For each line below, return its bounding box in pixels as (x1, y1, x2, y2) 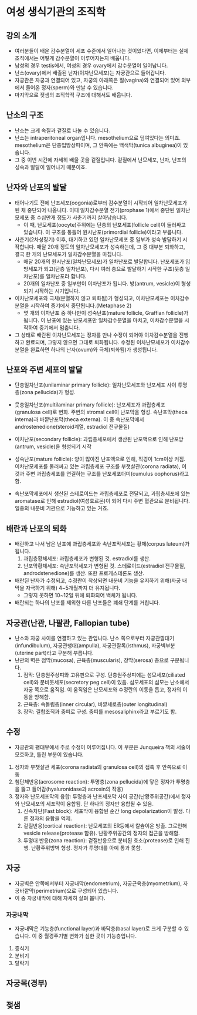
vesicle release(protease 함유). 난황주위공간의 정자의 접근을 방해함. (23, 829, 180, 836)
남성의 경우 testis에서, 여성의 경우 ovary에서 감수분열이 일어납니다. (14, 62, 168, 69)
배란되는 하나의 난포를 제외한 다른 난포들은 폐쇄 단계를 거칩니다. (14, 599, 160, 606)
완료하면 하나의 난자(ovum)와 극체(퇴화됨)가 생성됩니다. (30, 346, 158, 353)
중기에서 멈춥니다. (39, 324, 80, 331)
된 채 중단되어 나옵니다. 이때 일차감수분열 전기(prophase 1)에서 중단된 (14, 206, 175, 213)
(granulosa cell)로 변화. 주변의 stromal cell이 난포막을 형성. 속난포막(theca (14, 409, 188, 416)
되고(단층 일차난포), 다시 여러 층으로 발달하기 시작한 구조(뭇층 (43, 265, 184, 272)
